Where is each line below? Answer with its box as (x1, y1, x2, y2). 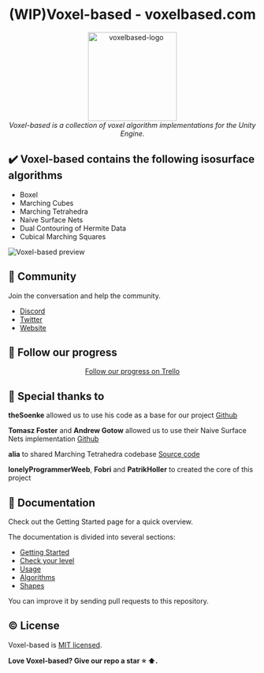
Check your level (19, 556, 75, 565)
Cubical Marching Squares (19, 231, 106, 241)
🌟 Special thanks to (8, 389, 105, 403)
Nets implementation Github (8, 434, 99, 443)
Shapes (19, 581, 45, 590)
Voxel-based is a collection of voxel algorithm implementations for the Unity (9, 120, 256, 129)
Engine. (120, 129, 145, 138)
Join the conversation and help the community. (8, 290, 162, 301)
